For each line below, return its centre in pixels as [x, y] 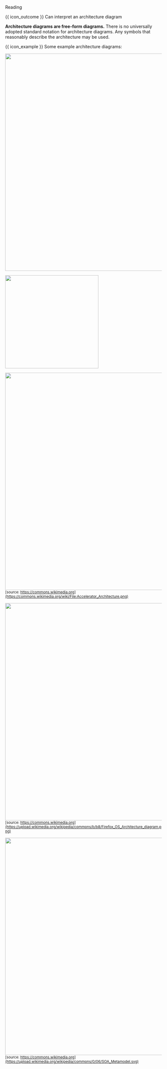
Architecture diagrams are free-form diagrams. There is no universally [79, 26]
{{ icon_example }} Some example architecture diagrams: [64, 46]
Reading [14, 7]
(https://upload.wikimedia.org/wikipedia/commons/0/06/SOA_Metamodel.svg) [72, 1062]
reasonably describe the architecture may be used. [57, 37]
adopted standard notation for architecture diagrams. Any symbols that [78, 32]
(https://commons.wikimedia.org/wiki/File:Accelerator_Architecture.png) [67, 597]
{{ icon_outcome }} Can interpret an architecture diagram [64, 17]
